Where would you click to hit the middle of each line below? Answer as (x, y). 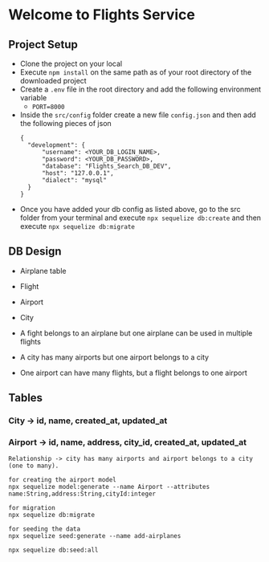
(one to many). (34, 466)
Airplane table (43, 271)
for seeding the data (45, 529)
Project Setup (43, 45)
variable (33, 98)
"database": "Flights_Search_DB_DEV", (106, 166)
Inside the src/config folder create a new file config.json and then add (138, 115)
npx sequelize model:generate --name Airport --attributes (109, 487)
